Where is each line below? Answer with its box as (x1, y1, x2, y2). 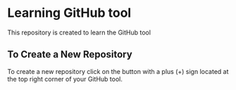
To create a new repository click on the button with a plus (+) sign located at (7, 67, 229, 75)
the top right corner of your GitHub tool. (7, 75, 123, 83)
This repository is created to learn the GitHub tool (7, 28, 151, 37)
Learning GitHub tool (7, 5, 132, 21)
